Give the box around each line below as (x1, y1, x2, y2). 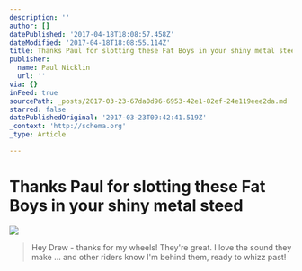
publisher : (9, 55, 50, 64)
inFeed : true (9, 88, 58, 97)
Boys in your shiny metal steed (9, 196, 244, 216)
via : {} (9, 80, 39, 89)
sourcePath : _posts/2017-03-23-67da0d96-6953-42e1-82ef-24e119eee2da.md (9, 96, 288, 106)
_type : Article (9, 130, 67, 139)
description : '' (9, 13, 70, 22)
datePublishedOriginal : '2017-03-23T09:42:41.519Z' (9, 113, 207, 122)
